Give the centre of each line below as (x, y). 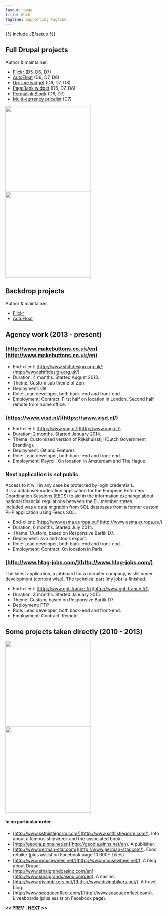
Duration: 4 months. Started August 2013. (56, 377)
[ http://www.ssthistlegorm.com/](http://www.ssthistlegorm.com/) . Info (86, 833)
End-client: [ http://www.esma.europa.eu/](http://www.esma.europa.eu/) (88, 522)
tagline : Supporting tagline (36, 19)
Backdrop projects (35, 291)
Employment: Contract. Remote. (46, 615)
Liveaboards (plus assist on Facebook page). (59, 898)
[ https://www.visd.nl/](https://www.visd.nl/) (62, 418)
